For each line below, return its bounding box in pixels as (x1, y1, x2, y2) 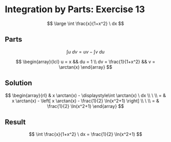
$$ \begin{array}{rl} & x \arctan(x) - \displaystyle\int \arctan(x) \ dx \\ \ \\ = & (5, 92, 166, 98)
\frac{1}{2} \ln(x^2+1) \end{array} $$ (47, 103, 124, 109)
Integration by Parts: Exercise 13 (5, 4, 145, 15)
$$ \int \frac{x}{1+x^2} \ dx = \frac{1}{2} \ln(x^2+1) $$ (29, 131, 142, 137)
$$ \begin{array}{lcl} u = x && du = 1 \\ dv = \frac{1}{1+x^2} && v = (15, 59, 156, 65)
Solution (5, 79, 32, 88)
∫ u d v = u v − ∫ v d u (66, 48, 105, 54)
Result (5, 118, 26, 126)
